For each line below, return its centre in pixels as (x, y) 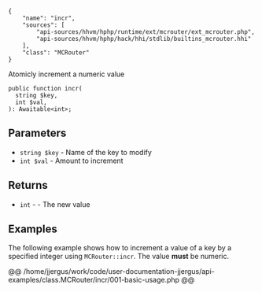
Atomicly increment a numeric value (66, 74)
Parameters (37, 133)
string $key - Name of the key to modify (85, 152)
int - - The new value (55, 204)
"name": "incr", (49, 18)
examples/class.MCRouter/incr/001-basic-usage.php (94, 280)
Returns (28, 185)
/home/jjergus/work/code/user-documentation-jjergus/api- (119, 272)
